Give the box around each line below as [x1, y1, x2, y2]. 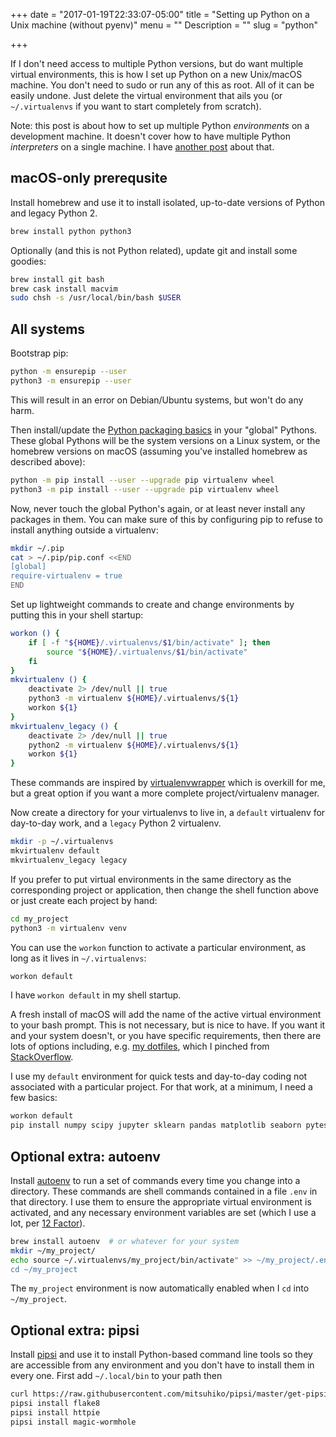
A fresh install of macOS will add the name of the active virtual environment [10, 1009, 322, 1021]
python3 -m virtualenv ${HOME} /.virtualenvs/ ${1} [28, 694, 240, 704]
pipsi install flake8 [10, 1399, 101, 1409]
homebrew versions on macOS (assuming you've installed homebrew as [10, 445, 308, 457]
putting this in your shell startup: [10, 609, 144, 621]
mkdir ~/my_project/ [10, 1245, 97, 1256]
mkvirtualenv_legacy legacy [10, 855, 128, 865]
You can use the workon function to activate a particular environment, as [10, 941, 307, 953]
